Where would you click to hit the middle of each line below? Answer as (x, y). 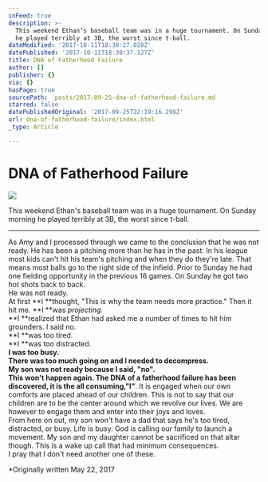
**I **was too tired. (41, 335)
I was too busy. (34, 352)
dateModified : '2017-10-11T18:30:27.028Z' (80, 45)
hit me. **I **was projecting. (56, 310)
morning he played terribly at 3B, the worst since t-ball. (99, 219)
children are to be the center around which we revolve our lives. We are (126, 403)
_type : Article (33, 127)
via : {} (21, 82)
